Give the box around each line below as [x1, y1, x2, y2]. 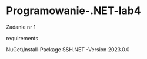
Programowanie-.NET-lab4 [6, 4, 141, 18]
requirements [6, 34, 39, 41]
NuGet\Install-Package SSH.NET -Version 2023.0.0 [6, 46, 130, 53]
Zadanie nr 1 [6, 23, 36, 30]
